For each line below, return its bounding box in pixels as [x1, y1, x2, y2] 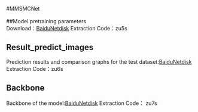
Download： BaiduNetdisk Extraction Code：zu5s [6, 25, 127, 32]
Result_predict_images [6, 42, 94, 52]
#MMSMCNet [6, 5, 40, 12]
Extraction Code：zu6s [6, 65, 64, 72]
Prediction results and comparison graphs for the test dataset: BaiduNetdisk [6, 58, 192, 65]
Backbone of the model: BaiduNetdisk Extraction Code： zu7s [6, 99, 157, 107]
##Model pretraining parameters [6, 18, 87, 24]
